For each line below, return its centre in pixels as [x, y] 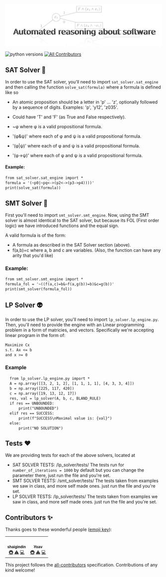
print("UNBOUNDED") [38, 408]
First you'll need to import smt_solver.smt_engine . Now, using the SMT [77, 215]
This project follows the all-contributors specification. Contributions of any [82, 565]
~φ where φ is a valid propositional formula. [57, 127]
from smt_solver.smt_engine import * [44, 279]
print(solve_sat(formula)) [33, 188]
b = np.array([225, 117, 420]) [42, 388]
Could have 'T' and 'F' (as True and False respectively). [69, 117]
